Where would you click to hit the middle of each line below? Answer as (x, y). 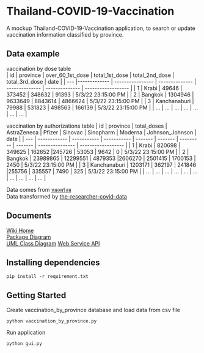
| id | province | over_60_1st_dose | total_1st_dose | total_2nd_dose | (90, 75)
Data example (33, 54)
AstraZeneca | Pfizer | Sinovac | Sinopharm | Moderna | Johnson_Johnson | (101, 132)
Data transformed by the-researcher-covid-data (67, 196)
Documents (29, 216)
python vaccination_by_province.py (52, 321)
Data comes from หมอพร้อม (39, 189)
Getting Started (36, 295)
